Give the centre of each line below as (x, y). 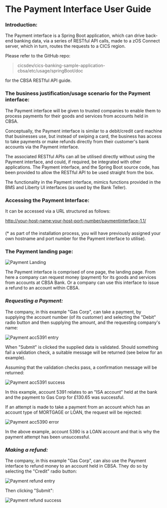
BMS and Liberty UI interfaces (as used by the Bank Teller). (66, 187)
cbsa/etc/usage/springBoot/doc (50, 71)
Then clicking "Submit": (29, 491)
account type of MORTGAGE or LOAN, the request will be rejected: (74, 412)
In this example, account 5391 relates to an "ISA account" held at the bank (81, 392)
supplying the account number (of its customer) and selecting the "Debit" (81, 317)
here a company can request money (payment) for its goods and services (81, 277)
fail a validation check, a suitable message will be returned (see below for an (84, 352)
